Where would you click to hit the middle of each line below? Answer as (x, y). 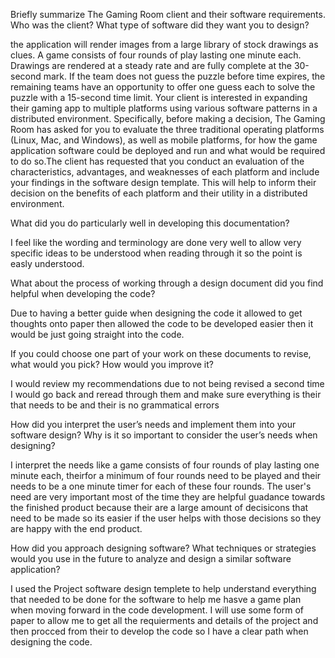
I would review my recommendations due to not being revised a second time (167, 383)
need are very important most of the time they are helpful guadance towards (168, 497)
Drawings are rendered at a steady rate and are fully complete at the (151, 65)
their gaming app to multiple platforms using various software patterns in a (164, 108)
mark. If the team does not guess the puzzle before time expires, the (184, 76)
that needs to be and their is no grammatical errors (115, 405)
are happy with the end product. (76, 528)
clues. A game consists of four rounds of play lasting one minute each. (156, 55)
